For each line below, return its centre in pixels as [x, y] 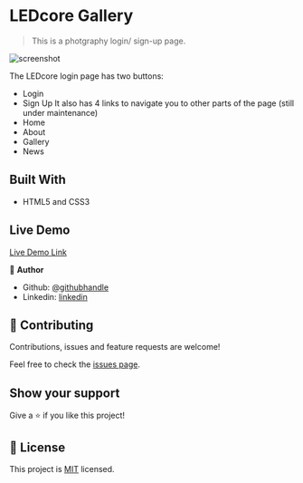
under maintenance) [60, 112]
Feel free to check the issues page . [75, 364]
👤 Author [27, 269]
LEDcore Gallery [71, 16]
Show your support [65, 393]
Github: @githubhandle [66, 287]
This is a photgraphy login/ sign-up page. [109, 41]
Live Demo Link [38, 252]
